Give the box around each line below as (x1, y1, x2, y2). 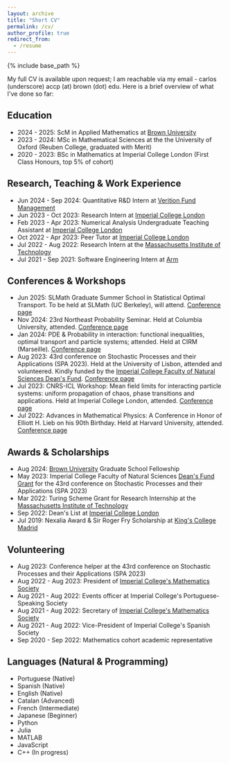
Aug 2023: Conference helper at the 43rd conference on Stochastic (17, 563, 211, 571)
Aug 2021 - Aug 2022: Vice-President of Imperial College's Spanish (17, 621, 210, 630)
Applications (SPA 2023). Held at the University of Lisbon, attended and (17, 360, 222, 368)
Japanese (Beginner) (17, 711, 78, 719)
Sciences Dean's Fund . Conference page (17, 375, 135, 383)
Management (17, 203, 55, 212)
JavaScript (17, 740, 48, 749)
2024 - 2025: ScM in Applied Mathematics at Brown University (17, 128, 197, 136)
